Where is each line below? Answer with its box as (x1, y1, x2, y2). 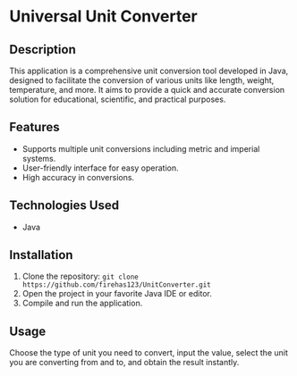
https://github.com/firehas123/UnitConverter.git (21, 280, 212, 289)
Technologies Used (9, 198, 119, 213)
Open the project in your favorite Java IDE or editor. (21, 288, 212, 299)
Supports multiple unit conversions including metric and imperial (21, 143, 260, 154)
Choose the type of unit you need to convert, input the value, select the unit (9, 347, 288, 358)
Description (9, 42, 76, 57)
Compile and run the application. (21, 297, 143, 309)
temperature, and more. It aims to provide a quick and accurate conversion (9, 85, 285, 95)
